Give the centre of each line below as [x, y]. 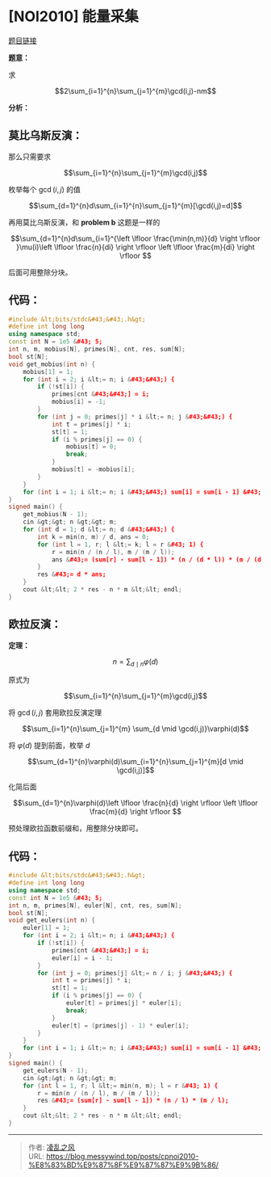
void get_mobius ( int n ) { [52, 364]
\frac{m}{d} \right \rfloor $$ [135, 812]
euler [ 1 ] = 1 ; [46, 928]
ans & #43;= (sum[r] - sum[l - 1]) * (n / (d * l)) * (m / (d [156, 559]
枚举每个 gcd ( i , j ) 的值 [44, 189]
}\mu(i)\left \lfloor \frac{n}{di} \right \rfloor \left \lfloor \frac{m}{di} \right [135, 246]
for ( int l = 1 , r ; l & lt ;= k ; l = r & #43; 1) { [121, 544]
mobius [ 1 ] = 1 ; [48, 372]
